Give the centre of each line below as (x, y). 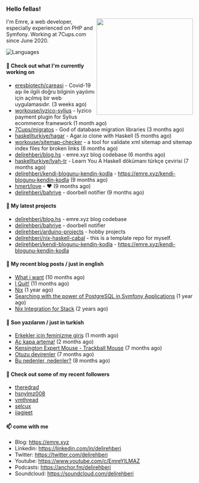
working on (20, 72)
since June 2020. (28, 41)
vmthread (26, 400)
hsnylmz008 (30, 394)
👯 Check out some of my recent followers (58, 374)
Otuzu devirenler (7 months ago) (54, 354)
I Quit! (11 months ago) (42, 283)
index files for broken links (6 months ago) (66, 148)
